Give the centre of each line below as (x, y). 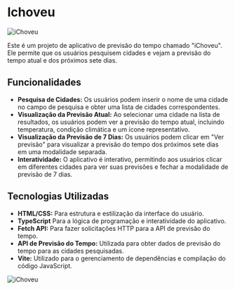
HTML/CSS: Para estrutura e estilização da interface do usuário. (111, 213)
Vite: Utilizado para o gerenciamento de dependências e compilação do (121, 258)
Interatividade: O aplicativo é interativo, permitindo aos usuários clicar (120, 159)
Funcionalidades (45, 83)
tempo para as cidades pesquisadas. (70, 251)
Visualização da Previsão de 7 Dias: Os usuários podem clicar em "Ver (121, 137)
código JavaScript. (45, 265)
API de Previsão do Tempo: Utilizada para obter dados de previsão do (119, 243)
